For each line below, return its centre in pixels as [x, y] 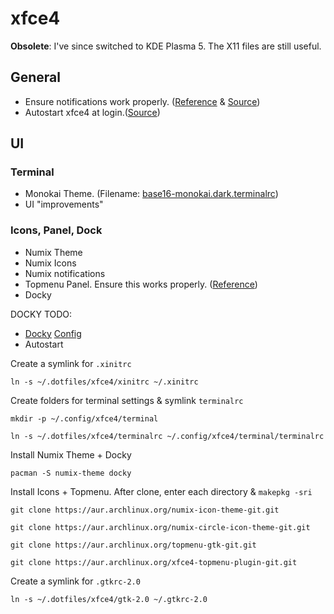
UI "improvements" [64, 204]
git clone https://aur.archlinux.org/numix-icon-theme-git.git [145, 510]
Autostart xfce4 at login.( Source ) [92, 112]
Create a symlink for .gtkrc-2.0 [75, 581]
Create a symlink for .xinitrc [71, 363]
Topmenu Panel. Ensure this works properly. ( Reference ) [141, 284]
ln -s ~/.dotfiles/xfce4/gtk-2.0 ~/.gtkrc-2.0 [109, 599]
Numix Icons [50, 263]
